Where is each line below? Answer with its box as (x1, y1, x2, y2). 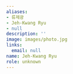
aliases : (6, 8, 28, 15)
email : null (11, 48, 42, 54)
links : (6, 42, 23, 48)
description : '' (6, 31, 46, 37)
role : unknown (6, 58, 42, 64)
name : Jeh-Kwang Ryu (6, 53, 58, 59)
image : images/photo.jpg (6, 36, 68, 42)
